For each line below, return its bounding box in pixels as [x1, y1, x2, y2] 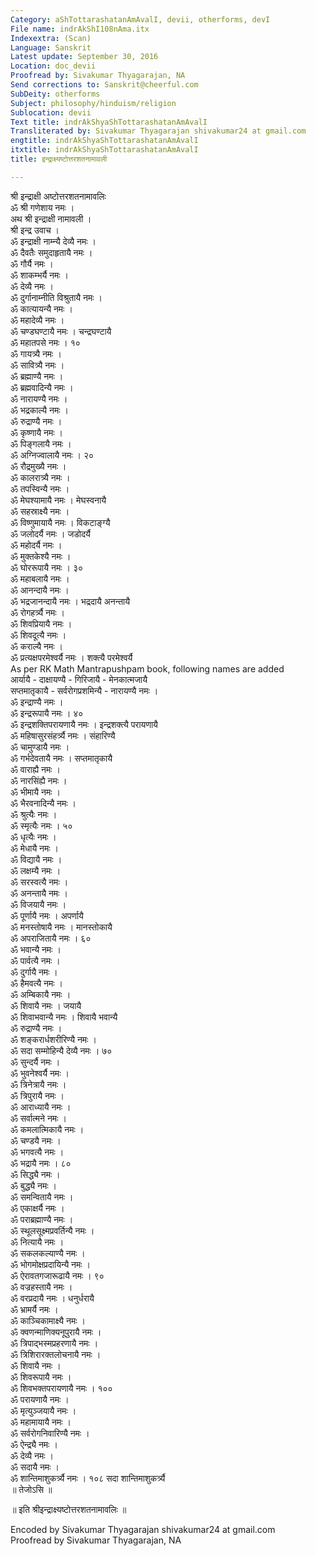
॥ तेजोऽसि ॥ [10, 1483, 53, 1495]
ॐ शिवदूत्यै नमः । [10, 629, 67, 641]
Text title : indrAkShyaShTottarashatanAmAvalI [10, 117, 208, 127]
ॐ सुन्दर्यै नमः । [10, 1056, 61, 1068]
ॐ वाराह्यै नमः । [10, 763, 62, 775]
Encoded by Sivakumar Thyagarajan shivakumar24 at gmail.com [10, 1523, 276, 1535]
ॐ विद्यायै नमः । [10, 853, 63, 865]
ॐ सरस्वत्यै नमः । [10, 876, 69, 888]
